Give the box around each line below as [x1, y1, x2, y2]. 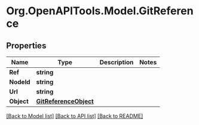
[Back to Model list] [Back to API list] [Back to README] [6, 112, 143, 120]
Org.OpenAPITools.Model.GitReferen [6, 4, 194, 18]
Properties [6, 40, 47, 51]
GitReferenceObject [36, 97, 94, 105]
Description [99, 58, 134, 66]
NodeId [9, 78, 31, 86]
